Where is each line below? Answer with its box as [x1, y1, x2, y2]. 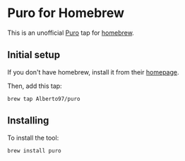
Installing [7, 115, 49, 127]
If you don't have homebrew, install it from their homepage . [7, 67, 179, 76]
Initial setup [7, 49, 61, 61]
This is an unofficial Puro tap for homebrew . [7, 28, 134, 37]
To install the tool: [7, 133, 59, 142]
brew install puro [7, 147, 61, 154]
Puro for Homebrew [7, 5, 125, 21]
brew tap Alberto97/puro [7, 95, 80, 102]
